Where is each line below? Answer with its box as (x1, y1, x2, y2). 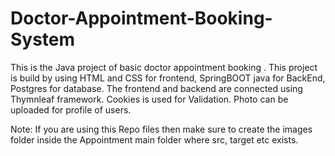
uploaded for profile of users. (10, 103, 132, 116)
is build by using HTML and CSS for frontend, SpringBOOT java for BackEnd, (10, 72, 326, 84)
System (10, 28, 76, 51)
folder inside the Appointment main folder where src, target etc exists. (10, 133, 299, 146)
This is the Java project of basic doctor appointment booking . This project (10, 61, 318, 73)
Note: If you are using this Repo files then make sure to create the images (10, 123, 313, 135)
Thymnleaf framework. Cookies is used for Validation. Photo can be (10, 93, 289, 105)
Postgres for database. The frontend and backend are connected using (10, 82, 303, 94)
